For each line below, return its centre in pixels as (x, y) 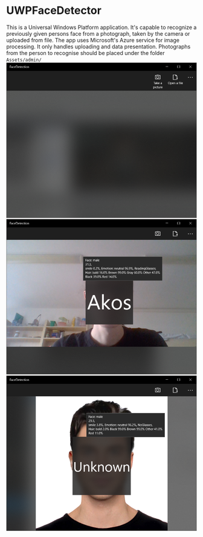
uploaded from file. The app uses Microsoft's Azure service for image (93, 40)
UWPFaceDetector (54, 11)
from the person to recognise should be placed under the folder (85, 53)
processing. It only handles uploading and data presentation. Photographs (98, 47)
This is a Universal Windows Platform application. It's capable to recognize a (101, 27)
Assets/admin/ (24, 60)
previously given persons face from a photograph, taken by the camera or (98, 33)
